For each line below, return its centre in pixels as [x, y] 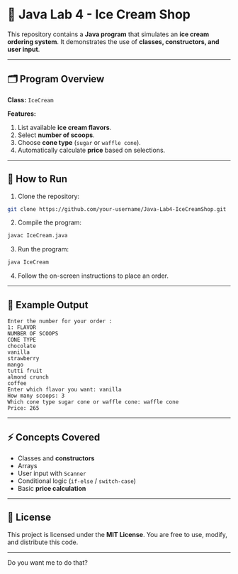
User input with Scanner [52, 473]
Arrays [27, 465]
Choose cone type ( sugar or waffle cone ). [79, 142]
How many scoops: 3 [36, 396]
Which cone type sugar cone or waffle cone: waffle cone [93, 402]
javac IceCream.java [38, 236]
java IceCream [28, 262]
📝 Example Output [48, 305]
